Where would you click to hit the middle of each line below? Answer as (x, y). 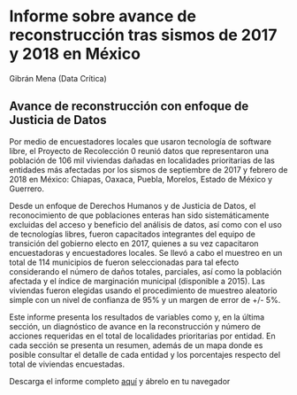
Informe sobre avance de (103, 16)
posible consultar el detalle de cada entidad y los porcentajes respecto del (145, 354)
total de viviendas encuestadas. (67, 364)
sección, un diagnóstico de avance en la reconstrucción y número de (135, 326)
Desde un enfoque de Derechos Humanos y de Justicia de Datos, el (133, 205)
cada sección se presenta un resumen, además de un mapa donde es (136, 345)
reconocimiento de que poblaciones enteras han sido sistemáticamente (139, 215)
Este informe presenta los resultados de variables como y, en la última (137, 317)
